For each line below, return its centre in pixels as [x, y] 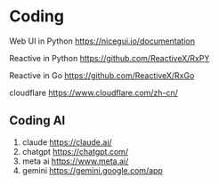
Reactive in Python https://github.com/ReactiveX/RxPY [109, 58]
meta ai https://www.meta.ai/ [75, 161]
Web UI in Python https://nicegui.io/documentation [102, 41]
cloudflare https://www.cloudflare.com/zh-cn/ [93, 92]
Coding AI [37, 121]
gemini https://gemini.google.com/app [92, 170]
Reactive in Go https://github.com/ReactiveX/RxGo [102, 75]
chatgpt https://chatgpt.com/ [75, 151]
